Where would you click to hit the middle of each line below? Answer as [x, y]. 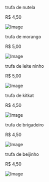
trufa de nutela [20, 7]
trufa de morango [23, 37]
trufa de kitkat [19, 95]
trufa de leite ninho [24, 66]
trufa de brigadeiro [24, 125]
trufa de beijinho [22, 154]
